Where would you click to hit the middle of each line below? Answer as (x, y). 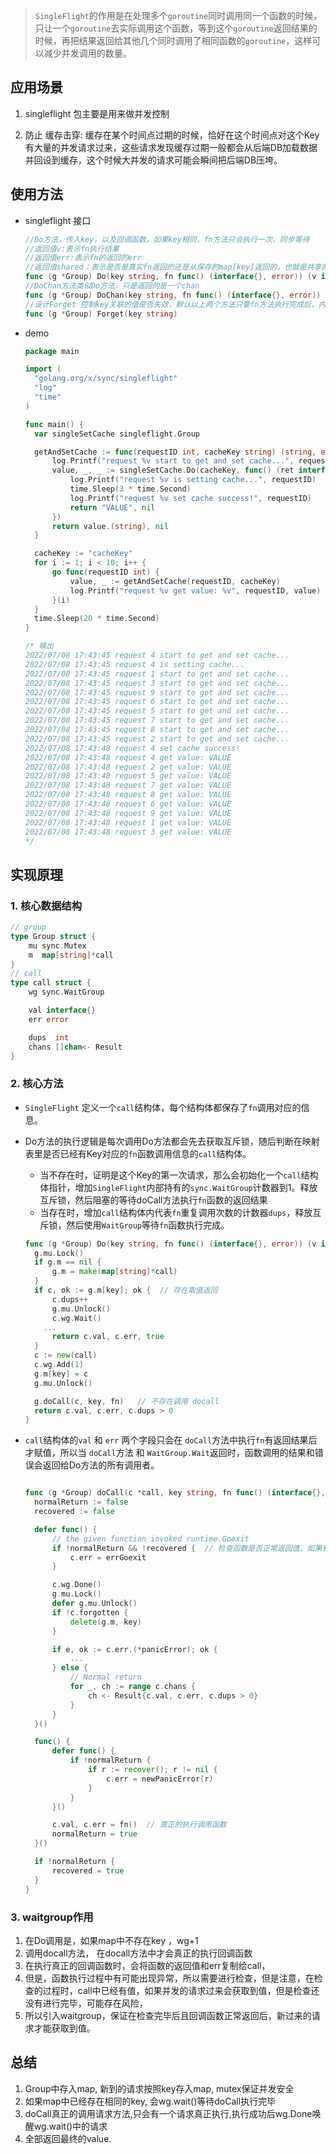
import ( (43, 369)
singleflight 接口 (58, 220)
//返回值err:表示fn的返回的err (83, 258)
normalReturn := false (81, 1502)
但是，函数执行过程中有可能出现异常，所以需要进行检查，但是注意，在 (169, 1978)
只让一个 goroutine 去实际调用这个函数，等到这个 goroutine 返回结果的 (176, 28)
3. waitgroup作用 (52, 1917)
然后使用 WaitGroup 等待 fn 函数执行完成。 (148, 1225)
